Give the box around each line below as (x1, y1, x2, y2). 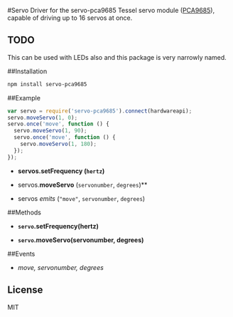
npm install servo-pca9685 (7, 80, 87, 88)
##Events (7, 249, 36, 258)
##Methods (7, 208, 41, 217)
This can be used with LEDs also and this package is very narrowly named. (7, 53, 227, 61)
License (7, 284, 43, 296)
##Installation (7, 67, 48, 76)
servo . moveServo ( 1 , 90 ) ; (13, 128, 87, 135)
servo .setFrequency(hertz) (17, 222, 99, 230)
